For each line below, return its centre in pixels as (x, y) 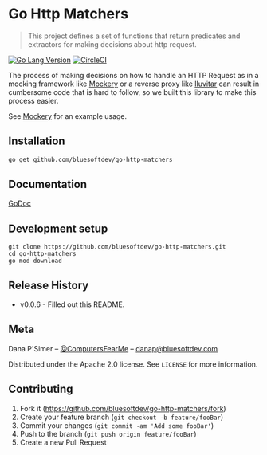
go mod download (35, 261)
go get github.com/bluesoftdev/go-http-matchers (90, 159)
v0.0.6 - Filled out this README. (72, 304)
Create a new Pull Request (63, 442)
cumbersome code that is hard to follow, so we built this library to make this (132, 92)
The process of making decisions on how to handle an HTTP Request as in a (133, 75)
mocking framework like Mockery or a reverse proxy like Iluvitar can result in (134, 84)
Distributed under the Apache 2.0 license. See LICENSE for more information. (133, 364)
